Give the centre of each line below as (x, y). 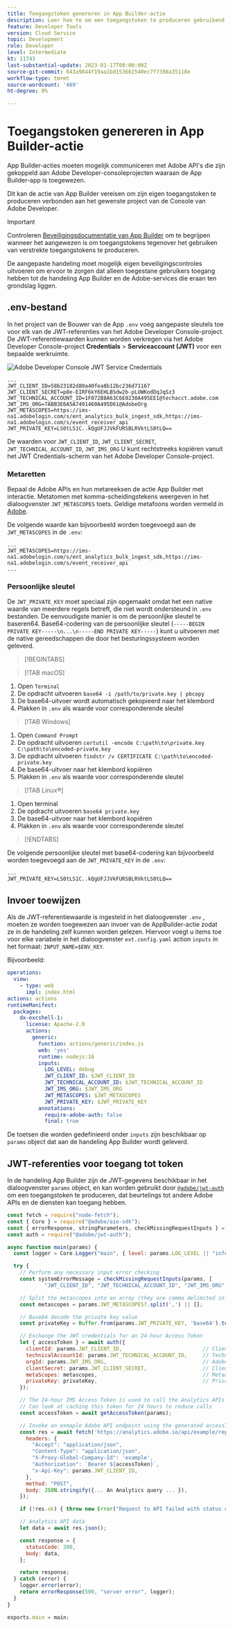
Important (21, 222)
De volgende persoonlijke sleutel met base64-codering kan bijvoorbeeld (111, 853)
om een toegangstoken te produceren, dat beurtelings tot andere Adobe (110, 1195)
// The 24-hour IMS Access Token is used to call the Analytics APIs (122, 1400)
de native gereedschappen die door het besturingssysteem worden (103, 639)
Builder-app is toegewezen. (46, 181)
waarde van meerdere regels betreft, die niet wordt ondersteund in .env (109, 609)
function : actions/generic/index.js (91, 1043)
